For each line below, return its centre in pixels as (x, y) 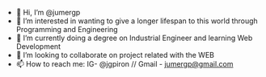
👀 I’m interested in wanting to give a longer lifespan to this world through (137, 21)
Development (38, 47)
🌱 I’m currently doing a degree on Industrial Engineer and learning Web (134, 38)
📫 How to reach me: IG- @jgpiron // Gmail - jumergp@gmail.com (125, 64)
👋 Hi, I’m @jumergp (48, 12)
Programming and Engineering (67, 29)
